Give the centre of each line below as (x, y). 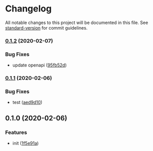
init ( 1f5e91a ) (25, 143)
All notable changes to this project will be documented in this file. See (77, 22)
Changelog (28, 9)
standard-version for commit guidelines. (46, 27)
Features (16, 132)
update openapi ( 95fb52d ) (40, 65)
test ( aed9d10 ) (27, 102)
